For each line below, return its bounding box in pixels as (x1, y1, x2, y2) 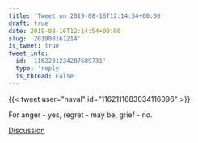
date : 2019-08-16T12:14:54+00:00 (8, 27, 121, 35)
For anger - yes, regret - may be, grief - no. (8, 110, 153, 120)
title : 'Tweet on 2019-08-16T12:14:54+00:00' (8, 11, 164, 20)
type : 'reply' (15, 65, 63, 73)
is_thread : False (15, 72, 74, 80)
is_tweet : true (8, 42, 60, 50)
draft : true (8, 19, 48, 27)
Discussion (8, 125, 45, 135)
